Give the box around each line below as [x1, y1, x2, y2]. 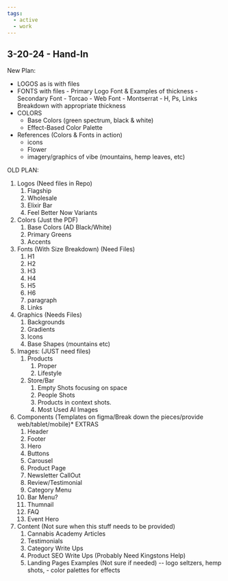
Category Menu [27, 486, 72, 494]
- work [13, 23, 32, 30]
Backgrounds [27, 318, 65, 326]
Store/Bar [27, 376, 55, 385]
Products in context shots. [37, 398, 112, 407]
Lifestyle [37, 369, 62, 378]
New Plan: [7, 67, 36, 75]
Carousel [27, 457, 53, 465]
